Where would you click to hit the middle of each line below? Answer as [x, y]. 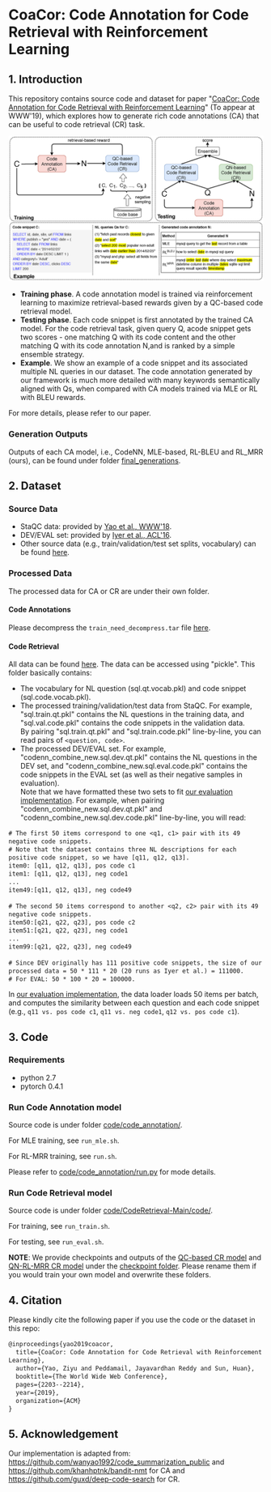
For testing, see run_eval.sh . [56, 1242]
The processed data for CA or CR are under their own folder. [109, 591]
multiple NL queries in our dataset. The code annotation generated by [136, 372]
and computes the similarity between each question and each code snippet [134, 1003]
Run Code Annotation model [65, 1107]
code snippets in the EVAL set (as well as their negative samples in [131, 774]
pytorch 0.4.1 [41, 1086]
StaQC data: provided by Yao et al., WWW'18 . [96, 526]
